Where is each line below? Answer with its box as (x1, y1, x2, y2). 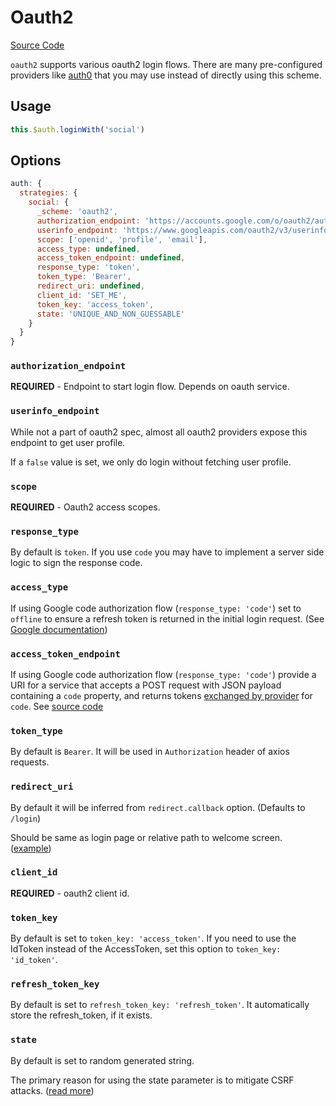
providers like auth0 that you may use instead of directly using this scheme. (10, 69, 322, 81)
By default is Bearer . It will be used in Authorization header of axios (10, 746, 290, 758)
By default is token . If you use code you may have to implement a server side (10, 546, 325, 558)
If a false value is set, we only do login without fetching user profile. (10, 456, 292, 468)
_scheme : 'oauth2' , (36, 207, 118, 217)
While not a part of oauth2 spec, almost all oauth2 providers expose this (10, 426, 308, 438)
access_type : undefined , (36, 244, 141, 254)
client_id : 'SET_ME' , (36, 290, 128, 300)
